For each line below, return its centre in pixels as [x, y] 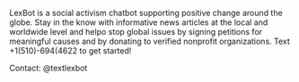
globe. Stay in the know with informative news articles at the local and [139, 22]
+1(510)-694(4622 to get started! [70, 51]
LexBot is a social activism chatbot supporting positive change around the [146, 13]
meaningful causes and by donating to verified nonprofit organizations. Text [149, 41]
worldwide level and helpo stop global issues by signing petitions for [136, 32]
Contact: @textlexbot [48, 68]
